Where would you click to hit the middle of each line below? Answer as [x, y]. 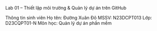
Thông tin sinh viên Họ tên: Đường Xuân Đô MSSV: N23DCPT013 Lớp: [79, 18]
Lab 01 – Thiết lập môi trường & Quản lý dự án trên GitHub [66, 8]
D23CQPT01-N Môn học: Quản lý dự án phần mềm [59, 23]
